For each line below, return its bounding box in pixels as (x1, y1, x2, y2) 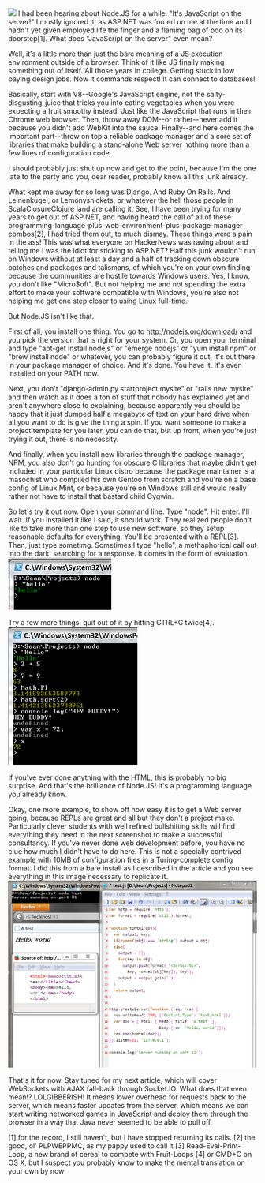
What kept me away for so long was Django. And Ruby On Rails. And (8, 187, 231, 197)
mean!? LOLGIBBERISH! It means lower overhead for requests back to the (8, 1092, 247, 1102)
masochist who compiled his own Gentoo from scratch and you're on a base (8, 475, 256, 484)
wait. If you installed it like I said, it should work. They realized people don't (8, 515, 252, 524)
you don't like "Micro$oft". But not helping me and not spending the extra (8, 279, 246, 289)
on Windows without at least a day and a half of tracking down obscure (8, 254, 240, 264)
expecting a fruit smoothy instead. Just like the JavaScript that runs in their (8, 107, 252, 115)
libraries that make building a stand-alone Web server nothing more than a (8, 140, 250, 149)
